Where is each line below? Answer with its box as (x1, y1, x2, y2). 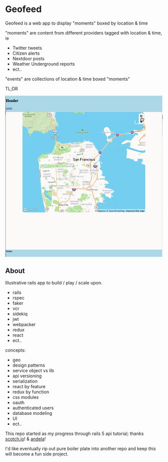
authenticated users (12, 405, 54, 411)
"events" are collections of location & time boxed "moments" (5, 76, 130, 82)
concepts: (5, 347, 26, 353)
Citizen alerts (12, 50, 40, 56)
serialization (12, 378, 38, 384)
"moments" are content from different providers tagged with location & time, (5, 30, 162, 36)
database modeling (12, 410, 52, 416)
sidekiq (12, 311, 27, 317)
